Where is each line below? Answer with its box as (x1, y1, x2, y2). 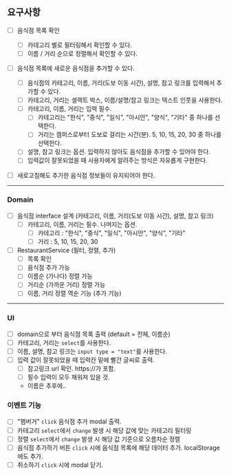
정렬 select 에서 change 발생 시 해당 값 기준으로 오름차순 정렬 (16, 434, 181, 443)
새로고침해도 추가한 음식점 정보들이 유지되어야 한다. (16, 171, 155, 179)
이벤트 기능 (7, 401, 42, 410)
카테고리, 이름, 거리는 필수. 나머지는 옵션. (27, 220, 137, 229)
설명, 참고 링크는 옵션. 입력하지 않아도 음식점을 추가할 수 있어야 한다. (27, 147, 211, 156)
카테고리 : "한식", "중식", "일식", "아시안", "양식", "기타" (37, 229, 186, 237)
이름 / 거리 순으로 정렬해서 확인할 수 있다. (27, 49, 138, 57)
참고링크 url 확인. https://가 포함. (27, 364, 115, 373)
